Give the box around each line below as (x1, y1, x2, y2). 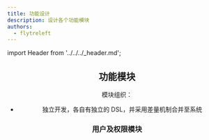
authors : (7, 23, 33, 30)
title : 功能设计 (7, 10, 50, 17)
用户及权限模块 (91, 124, 143, 134)
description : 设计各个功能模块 (7, 17, 90, 24)
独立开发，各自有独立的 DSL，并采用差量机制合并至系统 (42, 105, 203, 114)
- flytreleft (13, 29, 52, 37)
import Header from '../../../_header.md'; (7, 49, 121, 57)
